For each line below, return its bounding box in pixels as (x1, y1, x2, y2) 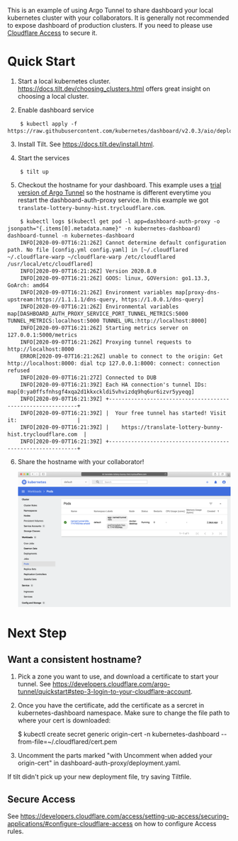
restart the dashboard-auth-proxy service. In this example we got (17, 195, 209, 204)
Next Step (7, 625, 67, 642)
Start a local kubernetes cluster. (17, 77, 111, 85)
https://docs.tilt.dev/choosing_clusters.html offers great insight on (17, 84, 210, 93)
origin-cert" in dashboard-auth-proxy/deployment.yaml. (17, 759, 181, 767)
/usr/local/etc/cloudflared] (7, 260, 93, 268)
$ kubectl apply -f (20, 120, 78, 127)
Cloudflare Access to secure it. (7, 28, 98, 37)
